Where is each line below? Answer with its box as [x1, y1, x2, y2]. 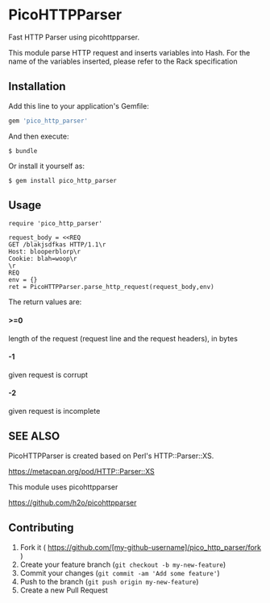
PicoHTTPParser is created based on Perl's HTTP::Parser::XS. [8, 451, 214, 461]
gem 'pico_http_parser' [8, 117, 89, 125]
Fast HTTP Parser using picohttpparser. [8, 32, 139, 42]
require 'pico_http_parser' [8, 220, 103, 228]
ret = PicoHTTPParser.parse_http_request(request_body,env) [8, 283, 215, 291]
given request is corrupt [8, 370, 89, 379]
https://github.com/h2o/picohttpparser [8, 498, 137, 507]
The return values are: [8, 297, 82, 307]
